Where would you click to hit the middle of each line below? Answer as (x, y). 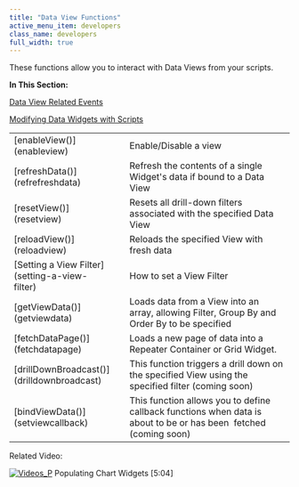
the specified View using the (189, 375)
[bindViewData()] (50, 412)
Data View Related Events (57, 102)
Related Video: (36, 456)
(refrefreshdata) (48, 183)
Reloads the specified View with (196, 239)
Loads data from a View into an (194, 302)
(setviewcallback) (51, 423)
